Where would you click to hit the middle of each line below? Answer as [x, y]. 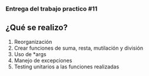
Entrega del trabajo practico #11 [52, 9]
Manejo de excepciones [43, 60]
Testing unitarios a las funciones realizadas [67, 67]
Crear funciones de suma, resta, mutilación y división [79, 48]
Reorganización [33, 42]
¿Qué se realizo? [37, 28]
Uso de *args [30, 54]
